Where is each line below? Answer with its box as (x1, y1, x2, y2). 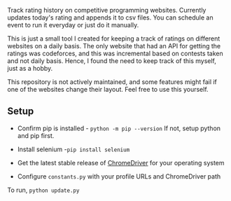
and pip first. (17, 131, 55, 139)
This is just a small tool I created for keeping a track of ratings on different (7, 34, 220, 43)
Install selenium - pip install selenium (17, 145, 130, 153)
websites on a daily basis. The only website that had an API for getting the (7, 42, 221, 50)
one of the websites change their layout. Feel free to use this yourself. (7, 85, 209, 93)
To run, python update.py (7, 186, 80, 194)
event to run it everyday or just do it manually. (7, 21, 139, 29)
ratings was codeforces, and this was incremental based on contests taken (7, 49, 224, 57)
